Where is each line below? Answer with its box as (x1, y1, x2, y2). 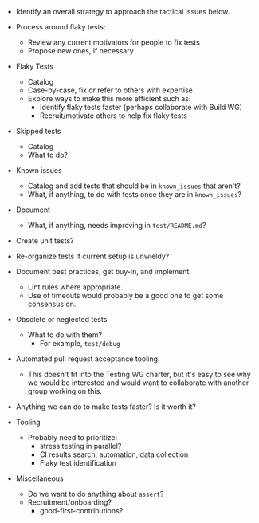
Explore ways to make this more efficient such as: (27, 94, 191, 103)
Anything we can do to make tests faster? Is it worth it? (15, 402, 197, 411)
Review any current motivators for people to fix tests (27, 37, 201, 47)
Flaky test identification (39, 458, 117, 467)
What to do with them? (27, 330, 102, 340)
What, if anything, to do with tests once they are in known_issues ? (27, 190, 241, 199)
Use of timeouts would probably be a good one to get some (27, 291, 224, 300)
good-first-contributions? (39, 506, 124, 515)
